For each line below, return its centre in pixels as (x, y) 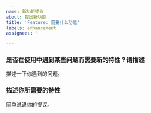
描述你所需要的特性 (33, 90)
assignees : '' (24, 33)
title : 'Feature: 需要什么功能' (43, 22)
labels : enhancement (31, 28)
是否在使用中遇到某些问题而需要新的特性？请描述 (75, 60)
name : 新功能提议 (25, 11)
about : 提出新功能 (26, 17)
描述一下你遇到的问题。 (34, 74)
